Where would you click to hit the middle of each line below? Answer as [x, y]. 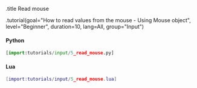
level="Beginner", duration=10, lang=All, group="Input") [75, 27]
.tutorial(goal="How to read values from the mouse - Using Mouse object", [98, 20]
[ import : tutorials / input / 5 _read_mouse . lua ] [61, 79]
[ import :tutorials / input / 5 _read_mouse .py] [60, 53]
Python [15, 40]
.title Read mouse [27, 9]
